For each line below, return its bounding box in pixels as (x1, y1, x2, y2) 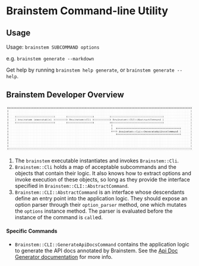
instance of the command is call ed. (14, 214, 103, 221)
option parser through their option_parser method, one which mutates (14, 201, 187, 209)
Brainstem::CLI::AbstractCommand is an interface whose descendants (14, 188, 185, 196)
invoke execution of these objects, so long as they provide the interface (14, 176, 190, 183)
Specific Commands (6, 227, 58, 235)
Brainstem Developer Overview (6, 90, 125, 100)
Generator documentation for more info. (14, 253, 113, 260)
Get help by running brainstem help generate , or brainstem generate (6, 66, 175, 73)
